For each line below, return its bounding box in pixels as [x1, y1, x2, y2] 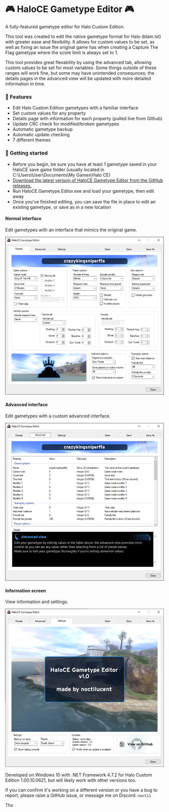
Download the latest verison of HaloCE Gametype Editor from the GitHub [12, 177, 163, 183]
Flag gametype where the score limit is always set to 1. [5, 49, 119, 56]
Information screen [5, 587, 46, 593]
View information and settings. [5, 599, 69, 605]
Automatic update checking [12, 132, 70, 138]
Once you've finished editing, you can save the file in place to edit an [12, 198, 156, 204]
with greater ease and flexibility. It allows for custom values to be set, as [5, 38, 155, 45]
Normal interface [5, 215, 42, 222]
